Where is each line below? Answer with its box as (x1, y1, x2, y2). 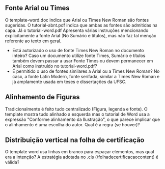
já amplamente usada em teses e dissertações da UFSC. (12, 79, 127, 84)
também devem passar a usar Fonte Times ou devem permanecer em (12, 57, 153, 63)
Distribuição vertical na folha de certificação (5, 136, 145, 144)
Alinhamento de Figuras (5, 93, 80, 101)
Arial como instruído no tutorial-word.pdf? (12, 63, 97, 69)
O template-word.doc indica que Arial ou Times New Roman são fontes (5, 17, 149, 23)
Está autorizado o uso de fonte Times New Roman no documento (12, 47, 144, 53)
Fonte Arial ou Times (5, 4, 70, 12)
